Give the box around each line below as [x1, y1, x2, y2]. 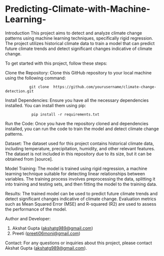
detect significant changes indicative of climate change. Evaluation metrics [5, 196, 157, 202]
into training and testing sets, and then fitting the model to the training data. [5, 181, 158, 187]
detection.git [5, 89, 34, 93]
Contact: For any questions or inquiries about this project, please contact [5, 240, 152, 246]
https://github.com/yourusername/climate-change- [53, 84, 157, 89]
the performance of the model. [5, 206, 67, 212]
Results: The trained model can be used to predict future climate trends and [5, 190, 158, 196]
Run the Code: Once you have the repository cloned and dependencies [5, 120, 148, 126]
